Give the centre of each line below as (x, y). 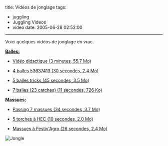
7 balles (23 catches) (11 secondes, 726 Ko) (57, 90)
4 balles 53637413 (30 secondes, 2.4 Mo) (55, 71)
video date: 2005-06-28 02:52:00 (47, 27)
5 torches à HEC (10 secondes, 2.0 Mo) (53, 119)
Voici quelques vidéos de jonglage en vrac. (49, 42)
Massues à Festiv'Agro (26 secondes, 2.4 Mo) (60, 129)
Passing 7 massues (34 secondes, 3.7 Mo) (56, 109)
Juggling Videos (29, 22)
